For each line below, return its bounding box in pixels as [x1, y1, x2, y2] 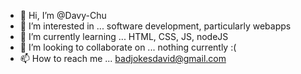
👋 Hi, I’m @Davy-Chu [19, 10, 107, 21]
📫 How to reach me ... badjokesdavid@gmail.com [19, 53, 227, 64]
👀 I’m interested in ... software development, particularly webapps [19, 20, 292, 32]
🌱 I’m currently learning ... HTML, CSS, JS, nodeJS [19, 31, 229, 42]
